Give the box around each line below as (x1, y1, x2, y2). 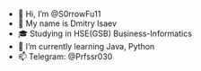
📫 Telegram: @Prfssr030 (17, 51, 113, 62)
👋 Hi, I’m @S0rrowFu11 (17, 9, 101, 19)
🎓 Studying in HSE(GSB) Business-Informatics (17, 28, 193, 39)
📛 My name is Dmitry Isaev (17, 18, 118, 29)
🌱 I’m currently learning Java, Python (17, 41, 155, 51)
